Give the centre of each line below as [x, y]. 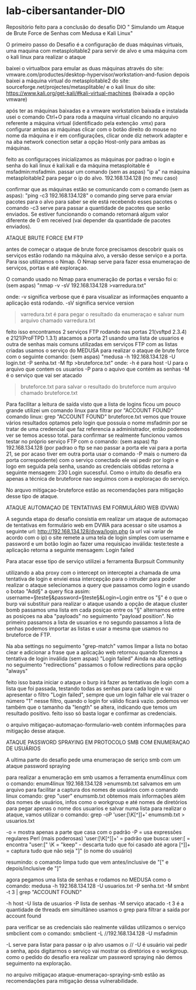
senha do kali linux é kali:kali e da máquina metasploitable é [78, 165]
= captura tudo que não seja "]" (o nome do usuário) [69, 851]
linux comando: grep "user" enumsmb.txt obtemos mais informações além [96, 796]
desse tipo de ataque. [32, 496]
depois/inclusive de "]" [34, 868]
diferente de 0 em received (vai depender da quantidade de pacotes [88, 220]
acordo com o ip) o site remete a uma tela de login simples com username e [97, 537]
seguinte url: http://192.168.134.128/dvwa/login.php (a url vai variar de [90, 531]
